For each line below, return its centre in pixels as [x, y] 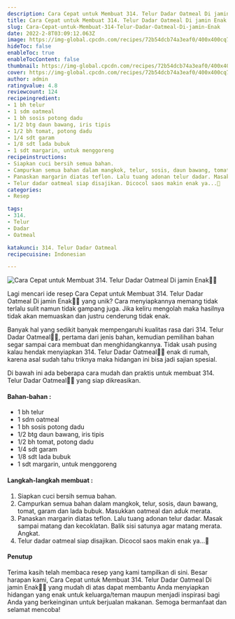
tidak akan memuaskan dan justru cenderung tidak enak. [89, 316]
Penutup [20, 557]
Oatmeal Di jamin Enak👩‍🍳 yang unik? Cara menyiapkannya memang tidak [113, 301]
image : [17, 40]
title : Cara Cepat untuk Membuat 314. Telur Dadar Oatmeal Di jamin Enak [117, 20]
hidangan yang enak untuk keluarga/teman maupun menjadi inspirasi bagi [114, 594]
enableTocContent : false [43, 60]
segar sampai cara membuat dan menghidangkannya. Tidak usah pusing [112, 345]
